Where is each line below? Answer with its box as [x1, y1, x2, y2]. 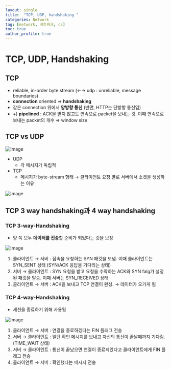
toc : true [5, 27, 27, 32]
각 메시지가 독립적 [20, 162, 56, 168]
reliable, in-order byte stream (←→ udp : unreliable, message [12, 88, 141, 93]
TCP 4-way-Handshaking [5, 294, 70, 301]
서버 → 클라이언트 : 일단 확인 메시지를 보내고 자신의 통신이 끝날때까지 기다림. [12, 334, 165, 340]
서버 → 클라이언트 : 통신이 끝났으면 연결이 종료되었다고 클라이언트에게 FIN [12, 346, 161, 353]
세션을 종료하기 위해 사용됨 [12, 306, 66, 313]
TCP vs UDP [5, 132, 44, 141]
